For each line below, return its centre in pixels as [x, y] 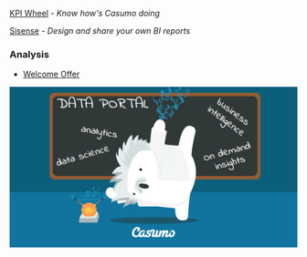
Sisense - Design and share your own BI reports [100, 31]
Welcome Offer [51, 74]
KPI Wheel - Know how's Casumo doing [85, 13]
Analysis [30, 54]
